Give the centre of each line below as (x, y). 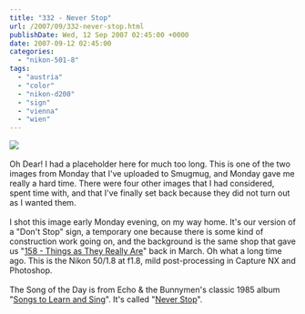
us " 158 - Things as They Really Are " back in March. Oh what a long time (146, 251)
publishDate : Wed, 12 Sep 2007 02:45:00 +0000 (99, 35)
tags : (20, 69)
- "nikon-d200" (46, 94)
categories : (32, 52)
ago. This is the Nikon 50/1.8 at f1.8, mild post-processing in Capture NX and (152, 261)
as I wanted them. (43, 203)
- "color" (36, 86)
